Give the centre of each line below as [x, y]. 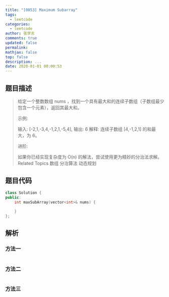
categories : [18, 24]
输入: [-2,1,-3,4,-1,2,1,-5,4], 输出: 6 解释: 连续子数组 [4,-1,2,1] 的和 [84, 129]
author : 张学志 [20, 33]
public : [13, 197]
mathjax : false [21, 52]
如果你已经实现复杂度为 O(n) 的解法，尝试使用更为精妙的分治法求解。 [90, 157]
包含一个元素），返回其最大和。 [50, 107]
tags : [11, 15]
